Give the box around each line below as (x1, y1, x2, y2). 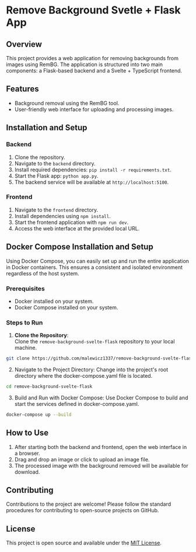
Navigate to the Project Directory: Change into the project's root (14, 366, 169, 373)
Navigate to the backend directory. (14, 160, 96, 167)
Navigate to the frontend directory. (14, 206, 98, 213)
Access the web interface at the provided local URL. (14, 225, 140, 232)
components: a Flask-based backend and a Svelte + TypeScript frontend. (6, 67, 183, 74)
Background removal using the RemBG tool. (14, 99, 120, 106)
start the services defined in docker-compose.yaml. (14, 400, 139, 407)
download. (14, 468, 40, 475)
